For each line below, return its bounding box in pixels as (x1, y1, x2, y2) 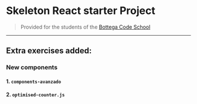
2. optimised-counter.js (6, 91, 65, 98)
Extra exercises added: (6, 46, 92, 56)
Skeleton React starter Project (6, 4, 155, 18)
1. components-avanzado (6, 78, 62, 85)
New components (6, 63, 57, 71)
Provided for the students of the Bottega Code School (20, 23, 151, 30)
